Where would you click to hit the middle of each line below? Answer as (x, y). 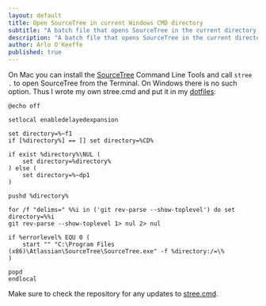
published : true (35, 52)
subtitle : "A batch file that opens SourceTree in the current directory (133, 30)
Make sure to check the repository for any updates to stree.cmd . (114, 294)
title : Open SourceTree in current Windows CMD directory (106, 23)
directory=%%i (32, 217)
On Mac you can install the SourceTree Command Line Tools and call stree (130, 75)
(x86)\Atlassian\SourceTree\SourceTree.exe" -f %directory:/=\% (116, 251)
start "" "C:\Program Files (68, 244)
